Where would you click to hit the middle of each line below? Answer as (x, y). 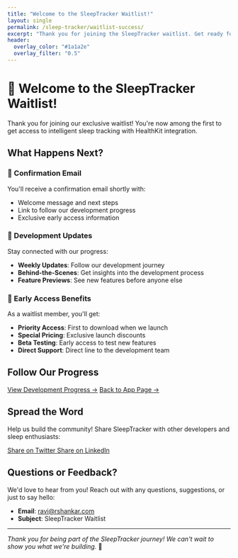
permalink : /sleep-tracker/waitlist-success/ (75, 27)
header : (19, 40)
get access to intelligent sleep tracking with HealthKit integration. (102, 130)
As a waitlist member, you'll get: (54, 314)
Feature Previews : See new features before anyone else (100, 280)
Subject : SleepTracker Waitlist (62, 518)
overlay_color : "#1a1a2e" (52, 47)
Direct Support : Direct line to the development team (93, 350)
